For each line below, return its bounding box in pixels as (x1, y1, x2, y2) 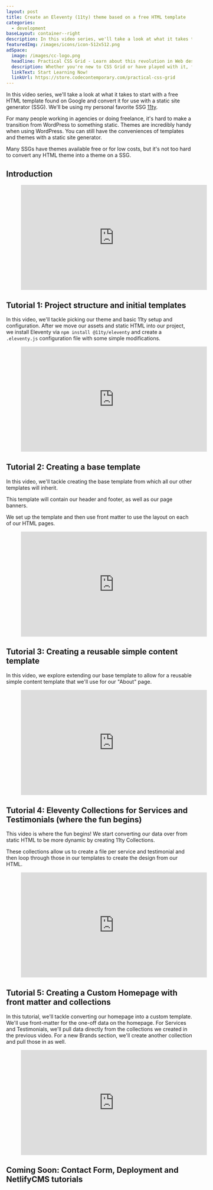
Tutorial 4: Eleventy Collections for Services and (6, 805, 188, 815)
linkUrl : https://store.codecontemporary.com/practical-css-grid (11, 75, 176, 81)
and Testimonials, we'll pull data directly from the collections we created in (6, 1025, 188, 1033)
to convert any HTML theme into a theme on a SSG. (6, 152, 132, 159)
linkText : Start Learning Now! (11, 69, 89, 75)
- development (11, 25, 46, 31)
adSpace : (6, 47, 28, 53)
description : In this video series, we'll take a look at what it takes (6, 36, 189, 42)
